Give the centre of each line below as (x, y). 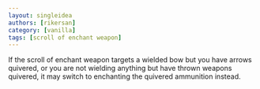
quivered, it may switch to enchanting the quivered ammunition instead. (124, 76)
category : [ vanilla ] (42, 30)
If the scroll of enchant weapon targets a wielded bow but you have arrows (130, 60)
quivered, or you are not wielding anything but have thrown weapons (120, 69)
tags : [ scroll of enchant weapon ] (65, 37)
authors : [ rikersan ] (42, 23)
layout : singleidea (40, 15)
